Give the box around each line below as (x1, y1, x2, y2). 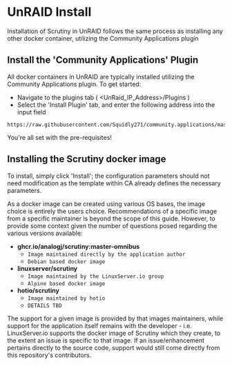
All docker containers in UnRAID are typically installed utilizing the (7, 72, 195, 81)
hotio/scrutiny (17, 286, 60, 294)
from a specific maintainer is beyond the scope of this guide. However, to (7, 214, 215, 223)
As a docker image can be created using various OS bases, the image (7, 199, 206, 207)
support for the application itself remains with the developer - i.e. (7, 321, 192, 329)
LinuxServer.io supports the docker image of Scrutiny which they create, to (7, 329, 221, 337)
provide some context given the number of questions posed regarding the (7, 221, 217, 230)
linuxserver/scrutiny (17, 264, 78, 272)
